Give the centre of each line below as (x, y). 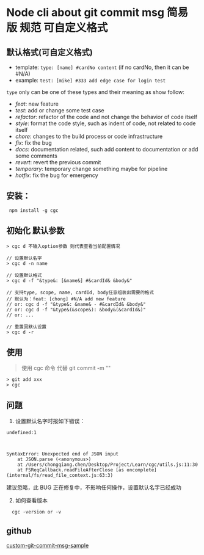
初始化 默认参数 (35, 230)
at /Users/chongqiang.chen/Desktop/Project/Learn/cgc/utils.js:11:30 (108, 465)
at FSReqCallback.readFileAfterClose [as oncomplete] (87, 470)
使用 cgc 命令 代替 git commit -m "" (66, 368)
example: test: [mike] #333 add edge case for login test (90, 80)
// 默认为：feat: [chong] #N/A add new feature (66, 299)
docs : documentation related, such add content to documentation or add (107, 149)
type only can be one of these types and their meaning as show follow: (96, 92)
